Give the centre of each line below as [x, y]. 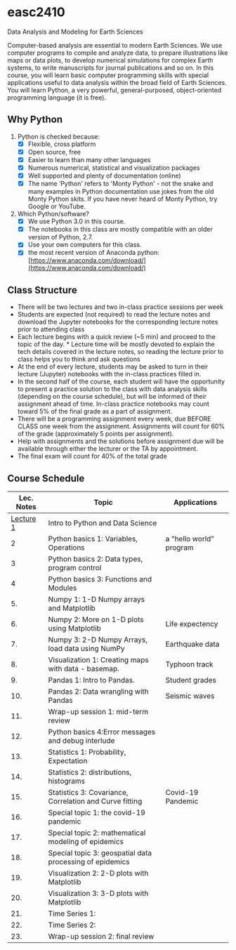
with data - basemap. [84, 669]
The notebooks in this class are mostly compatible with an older [120, 230]
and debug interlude [81, 740]
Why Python [35, 120]
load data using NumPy [86, 648]
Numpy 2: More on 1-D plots [96, 620]
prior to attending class [51, 329]
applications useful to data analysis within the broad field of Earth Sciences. [117, 82]
